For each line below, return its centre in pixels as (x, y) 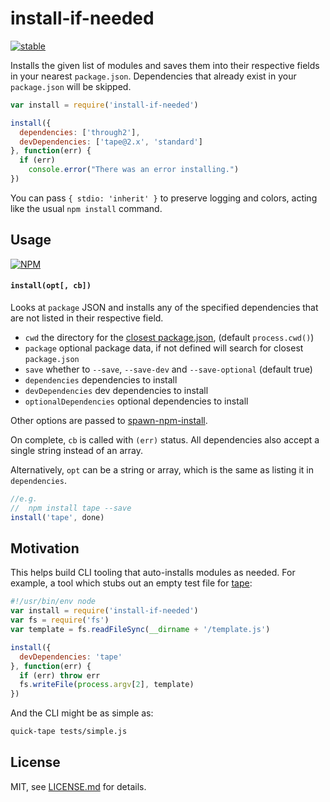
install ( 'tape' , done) (57, 517)
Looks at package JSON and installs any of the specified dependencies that (164, 307)
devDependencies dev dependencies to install (116, 390)
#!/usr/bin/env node (53, 602)
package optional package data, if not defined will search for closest (164, 348)
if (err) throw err (60, 675)
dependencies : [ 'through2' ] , (80, 132)
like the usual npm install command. (86, 208)
